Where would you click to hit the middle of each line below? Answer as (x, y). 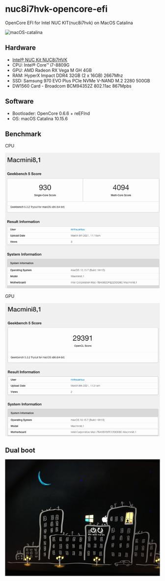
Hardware (20, 48)
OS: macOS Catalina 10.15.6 (40, 118)
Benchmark (23, 134)
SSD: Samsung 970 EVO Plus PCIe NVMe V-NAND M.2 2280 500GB (81, 80)
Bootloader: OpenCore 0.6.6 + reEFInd (51, 113)
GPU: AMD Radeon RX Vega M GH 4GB (52, 70)
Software (19, 101)
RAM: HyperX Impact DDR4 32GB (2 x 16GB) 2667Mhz (68, 75)
